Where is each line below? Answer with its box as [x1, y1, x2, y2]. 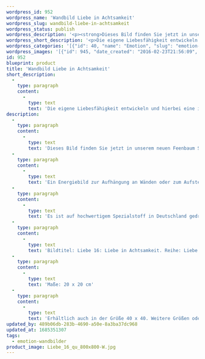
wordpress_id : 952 [6, 9, 53, 15]
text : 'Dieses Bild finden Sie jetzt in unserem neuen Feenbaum [28, 145, 195, 151]
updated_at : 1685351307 [6, 327, 67, 333]
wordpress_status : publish [6, 26, 75, 32]
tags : [6, 332, 20, 339]
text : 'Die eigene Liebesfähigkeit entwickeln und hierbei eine [28, 105, 195, 112]
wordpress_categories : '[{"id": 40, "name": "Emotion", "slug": [6, 43, 173, 49]
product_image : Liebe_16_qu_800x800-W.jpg [6, 344, 116, 350]
